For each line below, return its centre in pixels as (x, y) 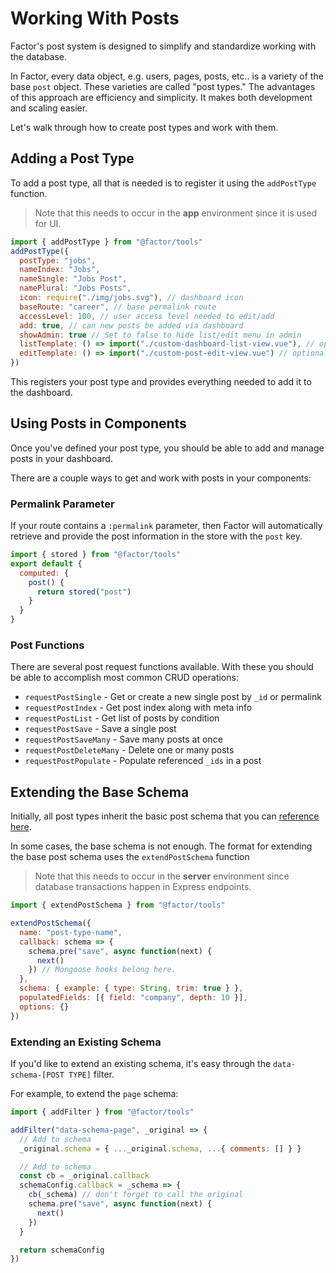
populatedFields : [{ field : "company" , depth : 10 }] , (133, 998)
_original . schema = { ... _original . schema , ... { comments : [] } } (160, 1148)
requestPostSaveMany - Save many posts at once (123, 739)
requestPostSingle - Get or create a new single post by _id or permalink (173, 697)
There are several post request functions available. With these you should (162, 667)
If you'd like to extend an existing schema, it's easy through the (141, 1064)
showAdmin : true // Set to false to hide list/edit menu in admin (160, 335)
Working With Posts (95, 18)
